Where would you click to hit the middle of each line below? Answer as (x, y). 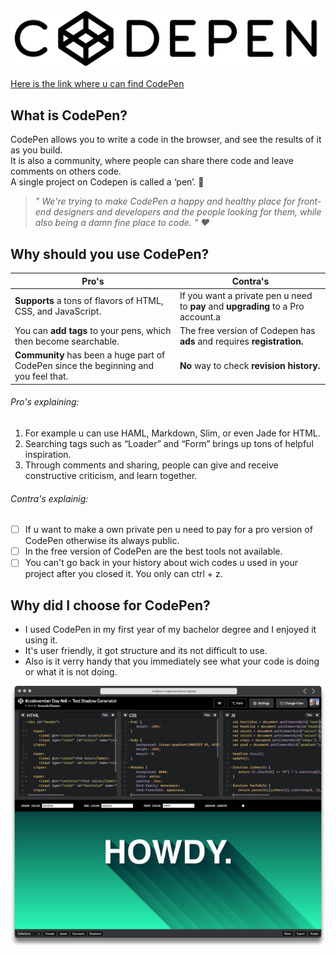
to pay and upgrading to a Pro (242, 306)
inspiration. (48, 454)
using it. (41, 640)
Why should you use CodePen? (110, 254)
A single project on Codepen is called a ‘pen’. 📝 (107, 182)
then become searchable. (67, 341)
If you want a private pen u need (246, 295)
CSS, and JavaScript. (58, 311)
